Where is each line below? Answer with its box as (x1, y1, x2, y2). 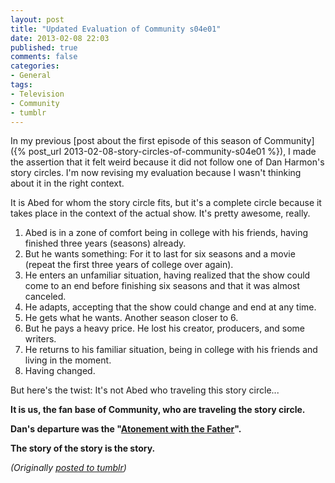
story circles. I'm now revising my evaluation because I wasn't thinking (10, 167, 302, 179)
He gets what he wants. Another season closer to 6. (24, 312, 239, 324)
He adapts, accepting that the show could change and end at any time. (24, 301, 317, 313)
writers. (24, 333, 57, 345)
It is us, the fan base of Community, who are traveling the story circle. (10, 404, 306, 416)
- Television (10, 89, 65, 99)
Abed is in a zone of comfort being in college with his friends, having (24, 227, 309, 239)
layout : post (10, 14, 65, 25)
